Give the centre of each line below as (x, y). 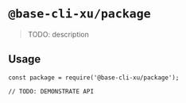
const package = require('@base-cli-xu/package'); (94, 78)
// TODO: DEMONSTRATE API (51, 91)
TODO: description (58, 34)
